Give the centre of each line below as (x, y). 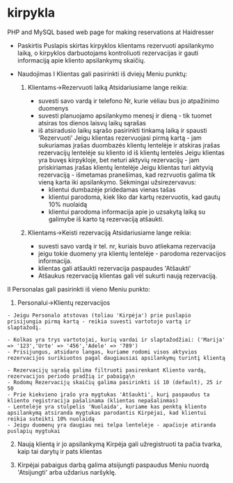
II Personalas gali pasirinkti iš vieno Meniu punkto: (79, 289)
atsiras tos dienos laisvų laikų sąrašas (92, 122)
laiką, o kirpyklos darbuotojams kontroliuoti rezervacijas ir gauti (108, 53)
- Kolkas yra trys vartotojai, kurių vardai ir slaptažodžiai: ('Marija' (116, 340)
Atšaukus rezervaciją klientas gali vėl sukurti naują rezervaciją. (128, 276)
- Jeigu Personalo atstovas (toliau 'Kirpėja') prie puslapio (99, 315)
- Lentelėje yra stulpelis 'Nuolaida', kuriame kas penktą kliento (107, 406)
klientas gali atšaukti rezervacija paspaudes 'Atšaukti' (114, 268)
